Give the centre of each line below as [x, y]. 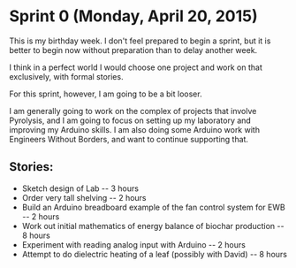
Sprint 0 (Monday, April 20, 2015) [133, 16]
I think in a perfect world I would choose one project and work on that [136, 67]
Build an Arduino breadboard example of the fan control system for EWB [153, 207]
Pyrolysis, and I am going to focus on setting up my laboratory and [130, 120]
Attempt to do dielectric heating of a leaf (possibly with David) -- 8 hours [154, 254]
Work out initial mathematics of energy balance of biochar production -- [153, 226]
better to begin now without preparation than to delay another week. [133, 50]
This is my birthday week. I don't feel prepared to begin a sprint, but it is [140, 41]
